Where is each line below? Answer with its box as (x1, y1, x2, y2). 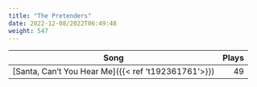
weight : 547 (8, 27, 48, 35)
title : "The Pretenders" (8, 11, 92, 20)
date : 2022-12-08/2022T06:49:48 (8, 19, 117, 27)
